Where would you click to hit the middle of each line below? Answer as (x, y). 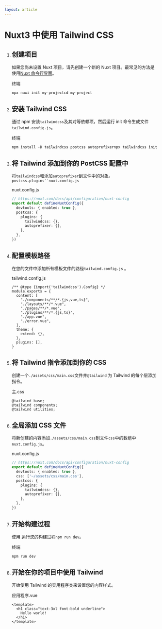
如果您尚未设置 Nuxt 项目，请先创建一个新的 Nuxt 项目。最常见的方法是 (83, 67)
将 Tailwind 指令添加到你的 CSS (59, 363)
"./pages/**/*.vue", (41, 308)
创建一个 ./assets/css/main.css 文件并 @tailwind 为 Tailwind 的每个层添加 (84, 375)
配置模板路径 (31, 256)
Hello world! (34, 613)
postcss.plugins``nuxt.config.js (45, 181)
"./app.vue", (34, 317)
